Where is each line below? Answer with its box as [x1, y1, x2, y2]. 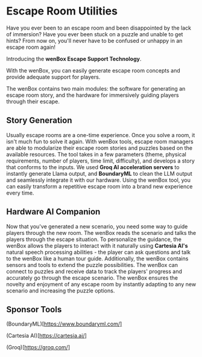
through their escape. [6, 98, 60, 105]
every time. [6, 189, 34, 196]
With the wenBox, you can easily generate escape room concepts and [6, 66, 181, 74]
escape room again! [6, 43, 56, 51]
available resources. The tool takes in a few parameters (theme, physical [6, 150, 187, 158]
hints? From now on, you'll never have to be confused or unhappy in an [6, 37, 183, 44]
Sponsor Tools [6, 304, 62, 315]
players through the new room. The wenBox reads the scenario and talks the [6, 229, 197, 236]
